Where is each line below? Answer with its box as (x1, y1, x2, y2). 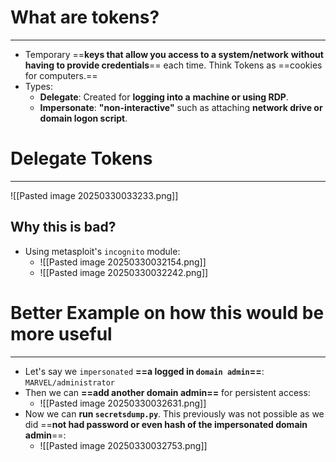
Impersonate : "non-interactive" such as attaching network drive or (39, 101, 323, 113)
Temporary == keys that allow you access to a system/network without (24, 48, 324, 60)
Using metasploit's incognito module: (24, 245, 181, 257)
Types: (24, 80, 53, 92)
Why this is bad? (10, 219, 117, 236)
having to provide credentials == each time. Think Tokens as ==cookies (24, 59, 323, 71)
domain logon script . (39, 112, 128, 124)
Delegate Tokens (10, 147, 153, 170)
